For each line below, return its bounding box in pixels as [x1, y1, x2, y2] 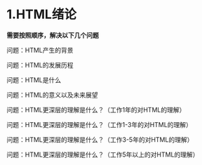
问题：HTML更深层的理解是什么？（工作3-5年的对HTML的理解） [6, 135, 194, 144]
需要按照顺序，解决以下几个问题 [6, 31, 99, 39]
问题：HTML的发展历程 [6, 60, 74, 69]
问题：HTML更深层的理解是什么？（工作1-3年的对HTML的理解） [6, 120, 192, 128]
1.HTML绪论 [6, 6, 76, 22]
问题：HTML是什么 [6, 75, 62, 84]
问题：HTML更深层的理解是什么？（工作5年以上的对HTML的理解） [6, 150, 199, 159]
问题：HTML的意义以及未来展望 [6, 91, 99, 99]
